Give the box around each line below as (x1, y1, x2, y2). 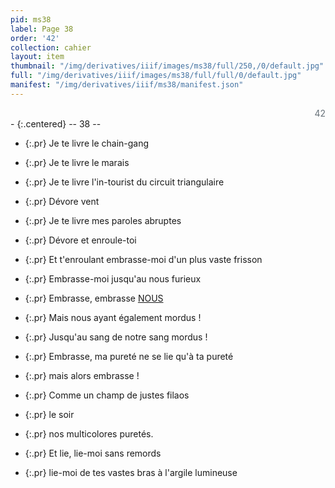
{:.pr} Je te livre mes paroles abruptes (24, 214, 182, 226)
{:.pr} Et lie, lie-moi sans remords (24, 447, 162, 459)
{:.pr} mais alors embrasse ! (24, 369, 140, 381)
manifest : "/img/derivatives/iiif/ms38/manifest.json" (10, 80, 244, 90)
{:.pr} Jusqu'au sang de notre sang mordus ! (24, 331, 208, 343)
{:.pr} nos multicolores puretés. (24, 427, 154, 440)
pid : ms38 (10, 14, 52, 25)
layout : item (10, 52, 65, 62)
